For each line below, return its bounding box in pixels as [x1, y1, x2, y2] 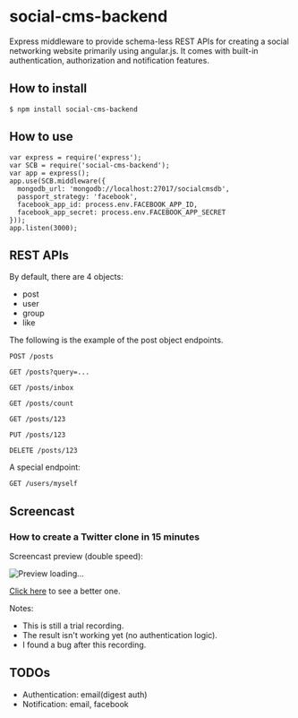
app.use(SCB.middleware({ [9, 177, 106, 186]
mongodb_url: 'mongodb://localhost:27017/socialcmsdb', [17, 184, 230, 194]
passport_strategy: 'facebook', [17, 192, 139, 201]
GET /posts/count [9, 399, 74, 409]
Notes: [9, 603, 34, 614]
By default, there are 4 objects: [9, 272, 123, 282]
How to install [9, 81, 88, 96]
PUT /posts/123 [9, 430, 66, 440]
